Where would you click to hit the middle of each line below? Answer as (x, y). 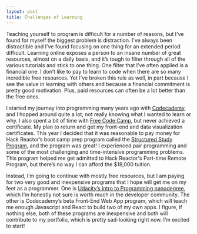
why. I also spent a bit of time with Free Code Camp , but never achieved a (96, 120)
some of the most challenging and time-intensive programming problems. (95, 151)
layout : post (22, 11)
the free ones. (23, 96)
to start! (16, 226)
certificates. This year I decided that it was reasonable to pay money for (93, 133)
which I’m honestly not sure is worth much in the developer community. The (98, 195)
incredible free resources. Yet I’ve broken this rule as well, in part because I (97, 78)
